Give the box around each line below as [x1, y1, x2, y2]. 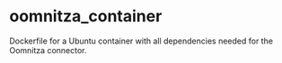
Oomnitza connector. [9, 44, 87, 55]
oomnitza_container [9, 6, 163, 27]
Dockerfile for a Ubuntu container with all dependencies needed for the [9, 35, 274, 46]
